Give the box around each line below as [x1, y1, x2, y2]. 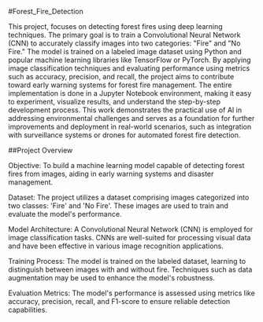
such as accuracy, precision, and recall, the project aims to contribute [8, 72, 235, 81]
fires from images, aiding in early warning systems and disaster [8, 169, 214, 178]
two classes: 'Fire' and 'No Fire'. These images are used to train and [8, 201, 228, 210]
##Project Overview [8, 145, 73, 155]
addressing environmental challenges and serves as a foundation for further [8, 114, 255, 123]
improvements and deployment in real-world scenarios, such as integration [8, 122, 252, 131]
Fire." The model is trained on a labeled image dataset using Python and [8, 47, 242, 56]
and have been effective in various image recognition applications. [8, 241, 224, 251]
